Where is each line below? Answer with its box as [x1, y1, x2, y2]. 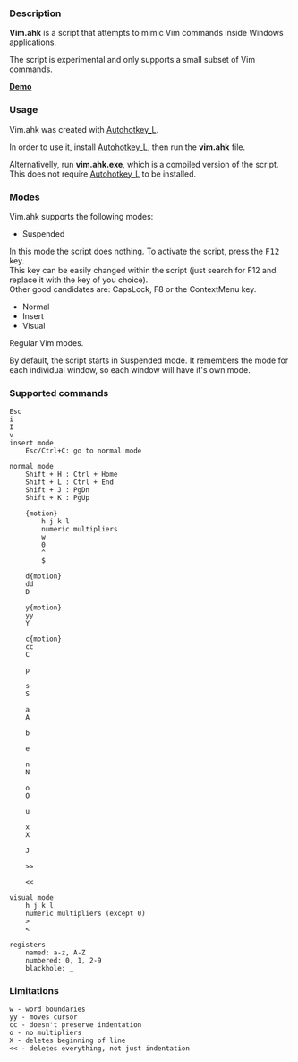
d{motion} [25, 572, 63, 581]
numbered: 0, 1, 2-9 [25, 956, 102, 965]
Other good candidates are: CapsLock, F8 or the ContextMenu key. [9, 283, 257, 294]
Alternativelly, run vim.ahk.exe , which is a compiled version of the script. [9, 159, 279, 169]
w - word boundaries [9, 1005, 87, 1015]
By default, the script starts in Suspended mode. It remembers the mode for [9, 355, 289, 366]
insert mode [9, 438, 54, 448]
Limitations [9, 985, 60, 997]
